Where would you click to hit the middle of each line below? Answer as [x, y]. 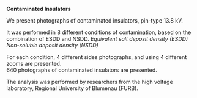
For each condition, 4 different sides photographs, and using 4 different [97, 57]
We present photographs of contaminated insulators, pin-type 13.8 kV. [95, 20]
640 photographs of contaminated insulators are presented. [82, 70]
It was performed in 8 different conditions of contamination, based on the [99, 32]
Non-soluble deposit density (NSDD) [53, 45]
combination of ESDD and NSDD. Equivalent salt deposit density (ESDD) [97, 39]
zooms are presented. [34, 64]
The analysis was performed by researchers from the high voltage [90, 82]
